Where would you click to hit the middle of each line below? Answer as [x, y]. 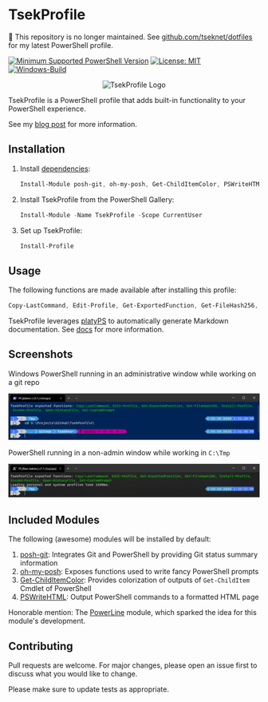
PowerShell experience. [47, 109]
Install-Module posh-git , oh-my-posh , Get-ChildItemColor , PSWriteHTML [141, 184]
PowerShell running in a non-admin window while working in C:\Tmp [119, 453]
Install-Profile [47, 246]
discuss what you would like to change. [73, 673]
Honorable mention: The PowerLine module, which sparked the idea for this [132, 613]
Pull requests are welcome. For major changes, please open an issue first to [133, 665]
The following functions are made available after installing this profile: [122, 290]
